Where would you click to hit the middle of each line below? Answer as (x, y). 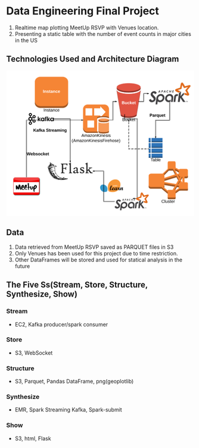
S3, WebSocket (34, 353)
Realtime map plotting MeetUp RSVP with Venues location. (87, 28)
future (22, 266)
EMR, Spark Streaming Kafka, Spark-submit (68, 410)
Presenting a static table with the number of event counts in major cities (103, 33)
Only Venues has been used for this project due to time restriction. (96, 253)
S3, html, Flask (33, 438)
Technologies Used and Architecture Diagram (93, 59)
